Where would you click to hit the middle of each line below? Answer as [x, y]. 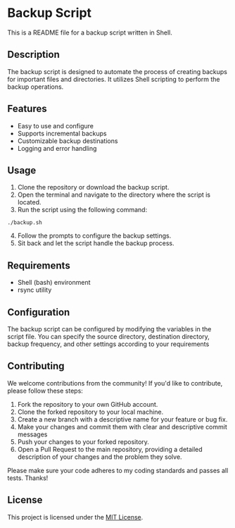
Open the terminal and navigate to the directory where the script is [114, 195]
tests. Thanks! [28, 478]
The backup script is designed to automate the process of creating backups [117, 71]
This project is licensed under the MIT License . [75, 517]
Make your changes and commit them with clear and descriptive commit [122, 426]
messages [32, 434]
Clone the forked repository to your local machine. [90, 412]
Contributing [36, 366]
